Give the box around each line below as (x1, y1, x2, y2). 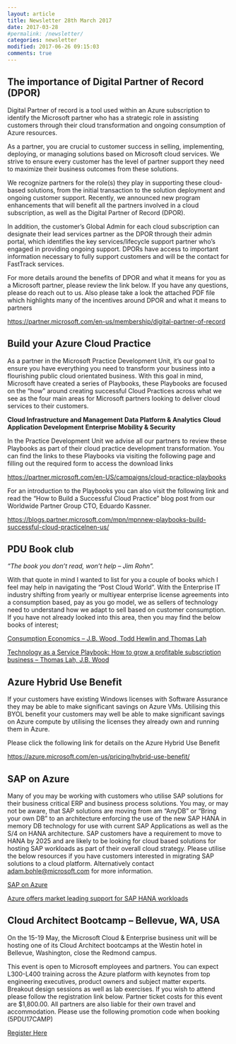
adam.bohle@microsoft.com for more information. (7, 866, 153, 875)
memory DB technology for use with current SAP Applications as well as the (7, 821, 228, 830)
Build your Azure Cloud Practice (7, 337, 151, 350)
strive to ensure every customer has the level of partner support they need (7, 157, 225, 166)
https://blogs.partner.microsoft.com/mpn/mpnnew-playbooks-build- (7, 515, 206, 523)
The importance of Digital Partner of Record (7, 76, 204, 88)
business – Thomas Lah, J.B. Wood (7, 656, 110, 664)
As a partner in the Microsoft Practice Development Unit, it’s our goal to (7, 356, 216, 365)
